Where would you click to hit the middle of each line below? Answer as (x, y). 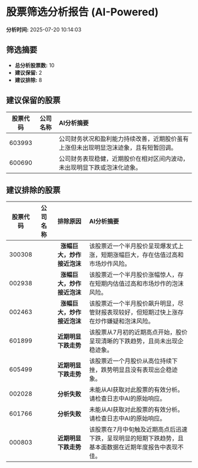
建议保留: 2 (28, 72)
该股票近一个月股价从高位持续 (131, 361)
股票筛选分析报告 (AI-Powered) (82, 12)
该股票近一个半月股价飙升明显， (133, 304)
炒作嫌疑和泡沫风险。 (125, 321)
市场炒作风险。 (110, 264)
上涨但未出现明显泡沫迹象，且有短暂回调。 (118, 147)
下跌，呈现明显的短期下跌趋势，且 (136, 439)
